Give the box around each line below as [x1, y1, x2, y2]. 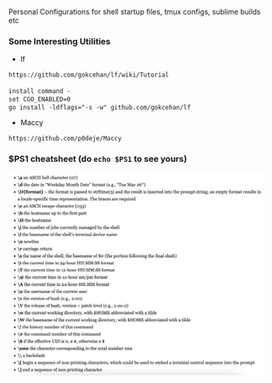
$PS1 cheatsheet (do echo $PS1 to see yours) [8, 154, 187, 165]
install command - [8, 87, 71, 96]
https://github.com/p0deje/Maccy [8, 134, 122, 143]
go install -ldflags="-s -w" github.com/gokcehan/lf [8, 103, 191, 112]
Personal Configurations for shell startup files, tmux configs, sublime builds [8, 7, 261, 16]
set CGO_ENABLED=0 [8, 95, 71, 104]
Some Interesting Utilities [8, 36, 112, 47]
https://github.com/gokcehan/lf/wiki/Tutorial [8, 71, 169, 80]
